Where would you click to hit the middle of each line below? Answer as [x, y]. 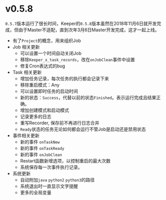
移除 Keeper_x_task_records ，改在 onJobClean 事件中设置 [77, 59]
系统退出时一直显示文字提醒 [49, 186]
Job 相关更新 [26, 47]
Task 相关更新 [27, 72]
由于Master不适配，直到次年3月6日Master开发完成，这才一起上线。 [89, 30]
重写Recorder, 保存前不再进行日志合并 [60, 123]
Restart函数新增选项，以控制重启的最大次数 [65, 161]
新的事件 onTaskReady [42, 148]
